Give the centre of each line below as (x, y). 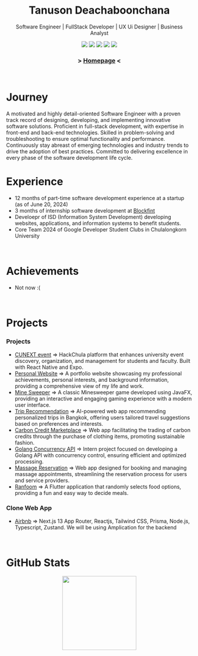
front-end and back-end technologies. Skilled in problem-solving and (90, 133)
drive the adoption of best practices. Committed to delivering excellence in (97, 152)
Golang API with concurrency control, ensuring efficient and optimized (100, 455)
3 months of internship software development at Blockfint (85, 211)
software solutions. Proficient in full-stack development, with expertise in (95, 126)
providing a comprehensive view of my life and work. (79, 386)
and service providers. (42, 480)
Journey (27, 97)
